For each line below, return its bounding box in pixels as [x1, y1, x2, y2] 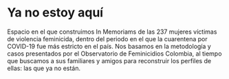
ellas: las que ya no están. [7, 64, 81, 72]
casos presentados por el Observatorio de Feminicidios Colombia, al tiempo [7, 49, 222, 58]
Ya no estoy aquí [7, 5, 104, 21]
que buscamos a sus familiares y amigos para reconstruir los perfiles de [7, 56, 212, 65]
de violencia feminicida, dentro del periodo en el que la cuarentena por [7, 34, 208, 43]
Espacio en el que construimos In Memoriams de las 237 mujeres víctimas [7, 27, 217, 36]
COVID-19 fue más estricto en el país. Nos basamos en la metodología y [7, 42, 211, 50]
